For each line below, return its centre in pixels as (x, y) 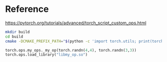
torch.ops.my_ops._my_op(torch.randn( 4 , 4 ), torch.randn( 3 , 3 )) (71, 50)
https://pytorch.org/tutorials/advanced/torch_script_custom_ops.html (76, 23)
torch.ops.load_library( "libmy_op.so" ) (46, 55)
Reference (27, 9)
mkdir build (17, 32)
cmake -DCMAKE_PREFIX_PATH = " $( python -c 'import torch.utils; (71, 41)
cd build (14, 36)
